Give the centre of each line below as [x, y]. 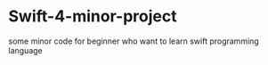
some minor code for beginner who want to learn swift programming [134, 41]
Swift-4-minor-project [93, 16]
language [25, 50]
